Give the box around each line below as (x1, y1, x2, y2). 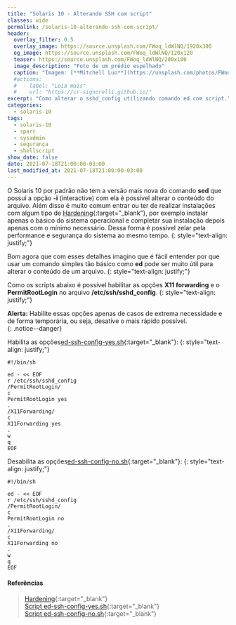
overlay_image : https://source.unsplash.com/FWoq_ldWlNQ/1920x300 (13, 43, 212, 50)
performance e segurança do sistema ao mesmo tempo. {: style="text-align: (7, 231, 228, 239)
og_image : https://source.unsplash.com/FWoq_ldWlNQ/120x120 (13, 50, 193, 57)
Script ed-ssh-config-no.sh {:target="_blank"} (24, 609, 157, 618)
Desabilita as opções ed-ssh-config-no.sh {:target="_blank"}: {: (7, 457, 188, 466)
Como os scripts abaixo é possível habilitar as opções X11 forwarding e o (7, 280, 220, 289)
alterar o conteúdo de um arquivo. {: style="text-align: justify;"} (7, 267, 191, 275)
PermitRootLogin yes (7, 395, 68, 402)
